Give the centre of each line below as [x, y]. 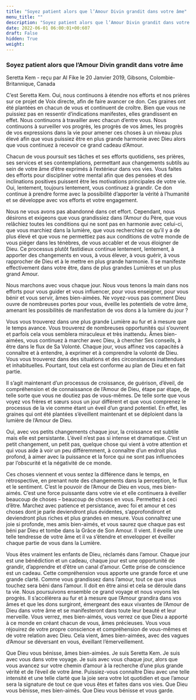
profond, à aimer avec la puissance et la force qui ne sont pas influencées [95, 457]
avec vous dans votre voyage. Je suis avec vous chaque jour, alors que [92, 659]
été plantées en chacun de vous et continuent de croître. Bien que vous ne [96, 108]
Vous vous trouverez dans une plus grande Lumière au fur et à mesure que [96, 322]
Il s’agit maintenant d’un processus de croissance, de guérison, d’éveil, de [95, 383]
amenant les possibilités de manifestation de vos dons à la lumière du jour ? [97, 310]
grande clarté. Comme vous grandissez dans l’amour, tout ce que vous [91, 580]
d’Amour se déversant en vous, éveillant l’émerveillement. [75, 642]
